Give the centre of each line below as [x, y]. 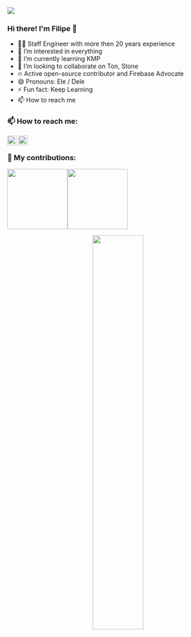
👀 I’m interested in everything [60, 51]
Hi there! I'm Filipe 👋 [42, 28]
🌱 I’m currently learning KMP [59, 59]
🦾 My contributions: [42, 157]
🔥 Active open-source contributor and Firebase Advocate [100, 74]
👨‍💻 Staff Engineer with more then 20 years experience [96, 44]
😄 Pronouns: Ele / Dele [51, 81]
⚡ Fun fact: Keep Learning [55, 90]
